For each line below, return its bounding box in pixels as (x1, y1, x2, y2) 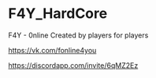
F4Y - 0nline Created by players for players (8, 30, 149, 40)
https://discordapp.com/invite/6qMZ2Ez (8, 60, 139, 70)
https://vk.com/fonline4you (8, 45, 97, 55)
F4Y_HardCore (8, 5, 108, 23)
